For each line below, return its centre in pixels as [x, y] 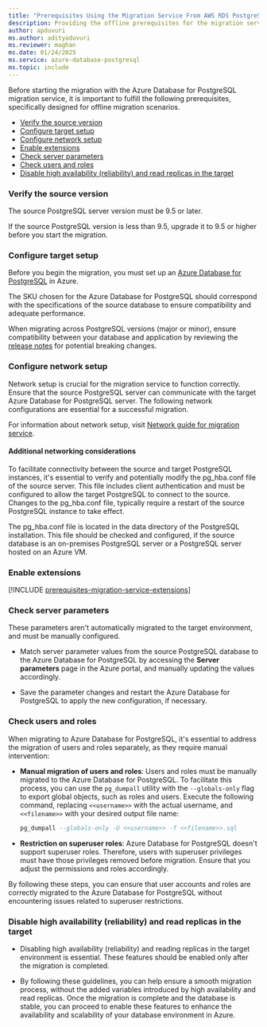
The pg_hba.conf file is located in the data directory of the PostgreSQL [124, 527]
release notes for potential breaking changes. [83, 346]
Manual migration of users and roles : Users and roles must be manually [138, 771]
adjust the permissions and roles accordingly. [94, 869]
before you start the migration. [58, 235]
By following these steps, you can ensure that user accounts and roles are [130, 884]
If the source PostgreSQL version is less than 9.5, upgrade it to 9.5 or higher [132, 227]
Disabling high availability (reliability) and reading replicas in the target [135, 948]
